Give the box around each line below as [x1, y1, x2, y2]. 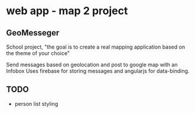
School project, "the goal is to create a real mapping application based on [6, 43, 185, 50]
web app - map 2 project [6, 4, 128, 18]
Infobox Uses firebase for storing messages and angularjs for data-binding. [6, 67, 190, 75]
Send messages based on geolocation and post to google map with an [6, 61, 178, 68]
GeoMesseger [6, 28, 60, 38]
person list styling [14, 100, 58, 107]
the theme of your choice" [6, 50, 70, 57]
